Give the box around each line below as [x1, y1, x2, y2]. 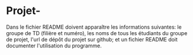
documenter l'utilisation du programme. [6, 42, 102, 49]
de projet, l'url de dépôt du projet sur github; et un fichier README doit [6, 36, 178, 43]
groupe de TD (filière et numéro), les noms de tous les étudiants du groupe [6, 29, 188, 36]
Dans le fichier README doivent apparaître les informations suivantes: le [6, 23, 182, 30]
